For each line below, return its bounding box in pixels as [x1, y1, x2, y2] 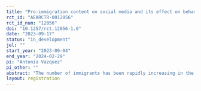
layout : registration [6, 75, 60, 81]
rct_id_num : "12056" [6, 20, 58, 26]
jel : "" [6, 43, 26, 48]
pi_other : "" [6, 64, 39, 71]
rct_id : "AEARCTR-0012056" [6, 14, 74, 20]
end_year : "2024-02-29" [6, 53, 66, 59]
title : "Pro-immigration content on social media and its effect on [6, 8, 181, 15]
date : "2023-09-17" [6, 31, 55, 37]
